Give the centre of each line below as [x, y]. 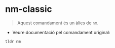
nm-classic [29, 9]
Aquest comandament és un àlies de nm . [58, 23]
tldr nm [13, 41]
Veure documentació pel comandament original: [61, 32]
